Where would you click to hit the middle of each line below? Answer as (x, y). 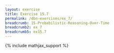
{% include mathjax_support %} (37, 46)
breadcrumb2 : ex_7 (24, 27)
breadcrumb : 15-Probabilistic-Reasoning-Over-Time (57, 23)
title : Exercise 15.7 (27, 14)
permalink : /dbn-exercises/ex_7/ (39, 18)
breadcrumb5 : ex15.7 (26, 32)
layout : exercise (23, 9)
